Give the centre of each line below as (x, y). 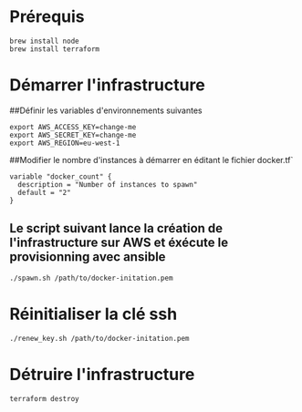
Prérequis (47, 17)
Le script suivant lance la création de (116, 228)
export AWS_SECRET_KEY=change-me (73, 135)
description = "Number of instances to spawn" (108, 184)
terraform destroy (44, 398)
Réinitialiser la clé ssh (94, 314)
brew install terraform (55, 49)
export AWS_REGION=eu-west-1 (65, 143)
